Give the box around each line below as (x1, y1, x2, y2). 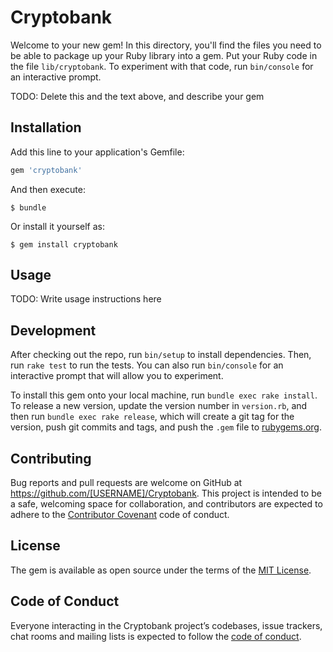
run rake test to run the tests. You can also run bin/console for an (10, 359, 284, 371)
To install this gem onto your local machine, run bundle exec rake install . (10, 389, 318, 401)
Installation (10, 119, 82, 136)
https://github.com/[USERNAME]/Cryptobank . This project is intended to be (10, 487, 322, 500)
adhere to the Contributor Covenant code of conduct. (10, 509, 230, 521)
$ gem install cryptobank (10, 239, 118, 250)
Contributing (10, 450, 92, 467)
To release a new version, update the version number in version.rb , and (10, 400, 308, 412)
